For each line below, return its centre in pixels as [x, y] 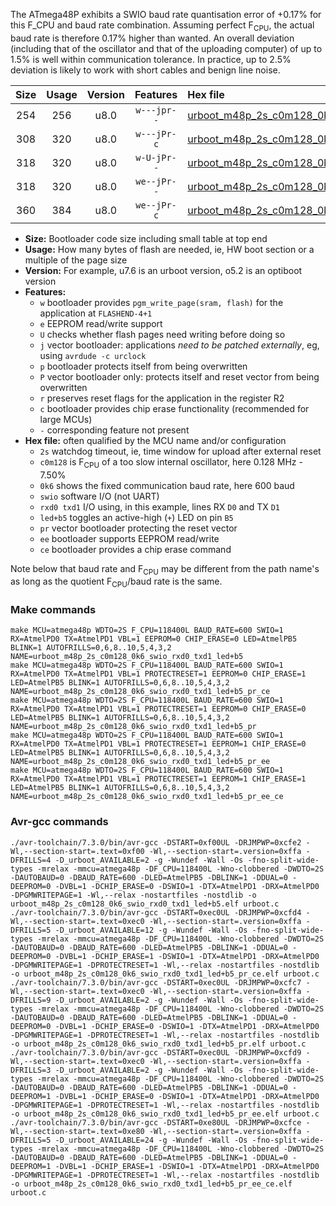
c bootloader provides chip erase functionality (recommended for [174, 408]
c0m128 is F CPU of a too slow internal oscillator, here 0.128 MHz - [171, 462]
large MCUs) [66, 419]
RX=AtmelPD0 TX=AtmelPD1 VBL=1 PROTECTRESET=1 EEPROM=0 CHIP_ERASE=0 [158, 709]
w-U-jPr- [156, 157]
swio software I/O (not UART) [99, 496]
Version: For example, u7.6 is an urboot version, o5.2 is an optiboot [163, 270]
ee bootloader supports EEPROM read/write [129, 538]
